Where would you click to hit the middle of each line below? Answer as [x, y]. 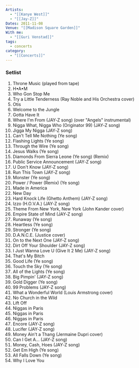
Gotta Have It [26, 115]
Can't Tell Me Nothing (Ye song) [45, 135]
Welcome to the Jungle [36, 109]
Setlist [13, 73]
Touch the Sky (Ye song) [37, 266]
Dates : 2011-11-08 [24, 23]
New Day [22, 193]
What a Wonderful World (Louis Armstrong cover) [63, 292]
